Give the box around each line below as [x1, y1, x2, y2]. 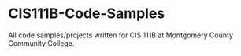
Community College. [8, 38, 75, 47]
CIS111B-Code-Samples [8, 5, 165, 23]
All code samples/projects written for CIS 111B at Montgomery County [8, 30, 234, 40]
